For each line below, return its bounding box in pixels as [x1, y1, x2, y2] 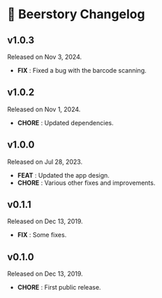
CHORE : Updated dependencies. [17, 118, 114, 127]
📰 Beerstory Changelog [7, 6, 145, 22]
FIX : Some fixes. [17, 231, 67, 239]
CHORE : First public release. [17, 283, 101, 292]
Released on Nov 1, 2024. [7, 105, 81, 113]
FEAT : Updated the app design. [17, 171, 110, 179]
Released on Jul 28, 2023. [7, 157, 82, 166]
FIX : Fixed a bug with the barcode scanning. [17, 66, 147, 74]
